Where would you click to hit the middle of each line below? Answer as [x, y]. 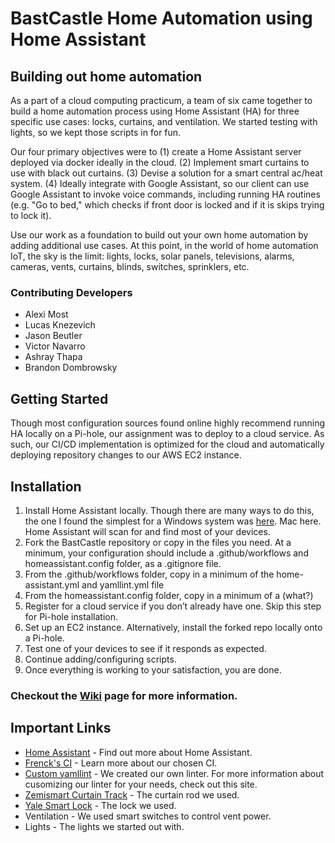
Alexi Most [46, 314]
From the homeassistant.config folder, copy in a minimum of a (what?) [169, 595]
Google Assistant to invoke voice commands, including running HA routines [165, 194]
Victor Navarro [55, 346]
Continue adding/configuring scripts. [100, 659]
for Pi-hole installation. [71, 616]
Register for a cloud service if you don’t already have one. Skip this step [173, 606]
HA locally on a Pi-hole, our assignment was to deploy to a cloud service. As [167, 434]
